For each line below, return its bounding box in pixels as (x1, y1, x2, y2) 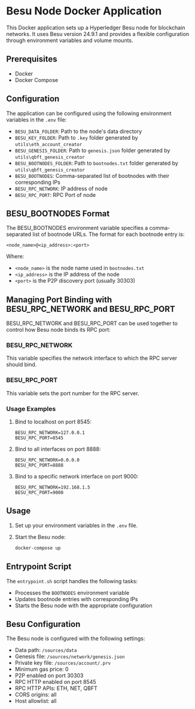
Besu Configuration (6, 619, 81, 629)
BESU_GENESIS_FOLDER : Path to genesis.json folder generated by (14, 147, 170, 154)
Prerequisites (6, 54, 57, 64)
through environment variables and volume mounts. (6, 37, 133, 44)
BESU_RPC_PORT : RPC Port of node (14, 191, 96, 198)
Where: (6, 253, 25, 260)
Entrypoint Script (6, 562, 72, 572)
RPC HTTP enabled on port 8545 (14, 678, 97, 686)
